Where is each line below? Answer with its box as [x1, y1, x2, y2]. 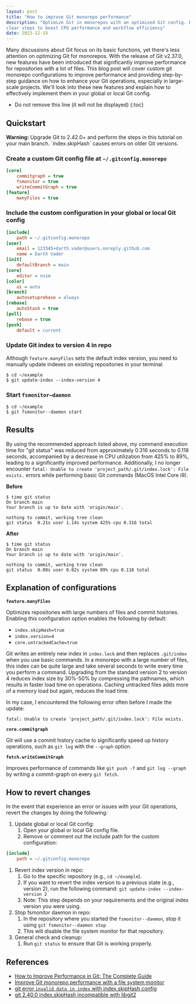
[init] [6, 257, 22, 263]
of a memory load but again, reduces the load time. [6, 687, 129, 694]
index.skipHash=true [14, 627, 65, 633]
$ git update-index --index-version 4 [6, 377, 100, 383]
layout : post [6, 8, 38, 15]
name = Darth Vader [16, 251, 64, 257]
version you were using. [23, 903, 81, 910]
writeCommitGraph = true [16, 184, 77, 190]
